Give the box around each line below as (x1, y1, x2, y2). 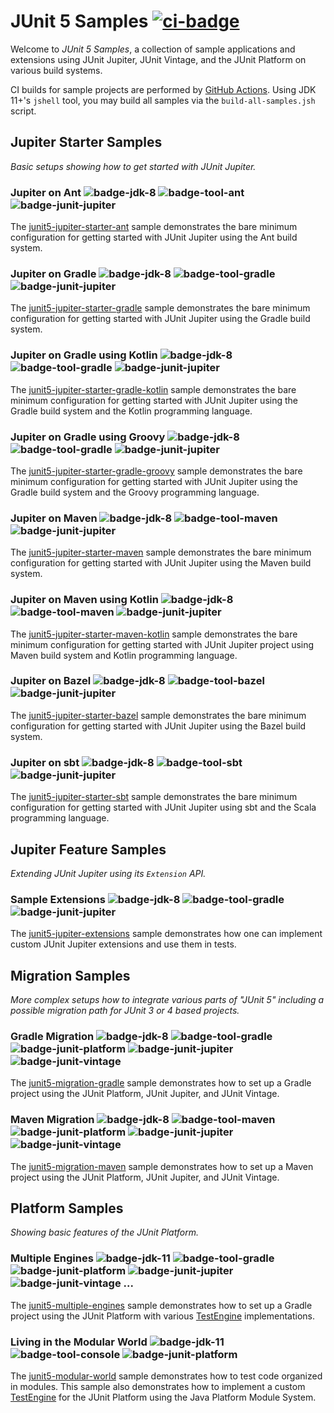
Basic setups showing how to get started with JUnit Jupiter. (10, 160, 257, 172)
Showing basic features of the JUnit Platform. (10, 1226, 199, 1239)
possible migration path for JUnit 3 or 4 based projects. (10, 1005, 240, 1017)
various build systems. (10, 64, 103, 76)
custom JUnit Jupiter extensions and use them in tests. (10, 938, 237, 950)
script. (10, 105, 37, 117)
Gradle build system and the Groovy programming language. (10, 486, 260, 498)
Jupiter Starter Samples (10, 134, 163, 151)
